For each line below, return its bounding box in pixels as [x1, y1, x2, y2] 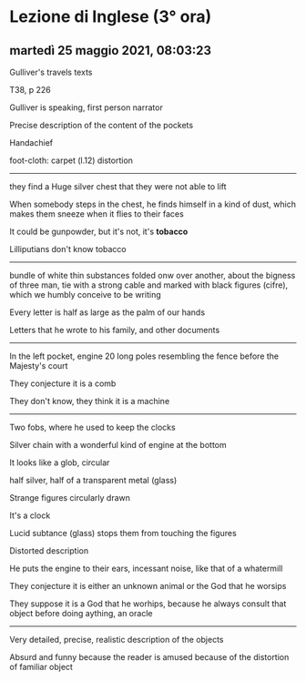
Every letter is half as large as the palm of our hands [9, 307, 206, 318]
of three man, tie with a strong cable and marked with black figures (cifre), [9, 280, 289, 290]
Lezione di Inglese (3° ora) [9, 6, 212, 27]
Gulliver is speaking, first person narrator [9, 102, 164, 113]
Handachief [9, 137, 53, 147]
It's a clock [9, 510, 51, 521]
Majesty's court [9, 361, 68, 371]
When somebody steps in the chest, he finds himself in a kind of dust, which [9, 198, 296, 209]
